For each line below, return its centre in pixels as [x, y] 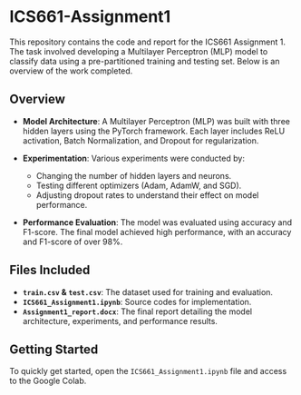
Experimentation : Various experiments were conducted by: [133, 158]
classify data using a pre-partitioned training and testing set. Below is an [145, 61]
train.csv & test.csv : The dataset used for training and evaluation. [148, 291]
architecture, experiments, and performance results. [120, 321]
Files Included [50, 270]
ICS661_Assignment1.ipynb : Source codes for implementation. [137, 301]
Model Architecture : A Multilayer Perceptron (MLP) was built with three [156, 121]
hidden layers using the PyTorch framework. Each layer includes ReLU [154, 131]
